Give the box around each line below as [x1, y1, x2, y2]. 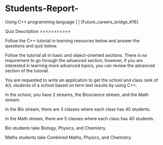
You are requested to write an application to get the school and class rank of [5, 77, 158, 83]
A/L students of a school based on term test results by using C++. [5, 82, 137, 88]
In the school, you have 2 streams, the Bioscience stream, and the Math [5, 92, 149, 97]
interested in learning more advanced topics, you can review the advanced [5, 63, 155, 68]
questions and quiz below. [5, 43, 57, 48]
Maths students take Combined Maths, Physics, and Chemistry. [5, 134, 132, 140]
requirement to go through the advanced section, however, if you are [5, 57, 143, 63]
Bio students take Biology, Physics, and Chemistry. [5, 125, 107, 131]
